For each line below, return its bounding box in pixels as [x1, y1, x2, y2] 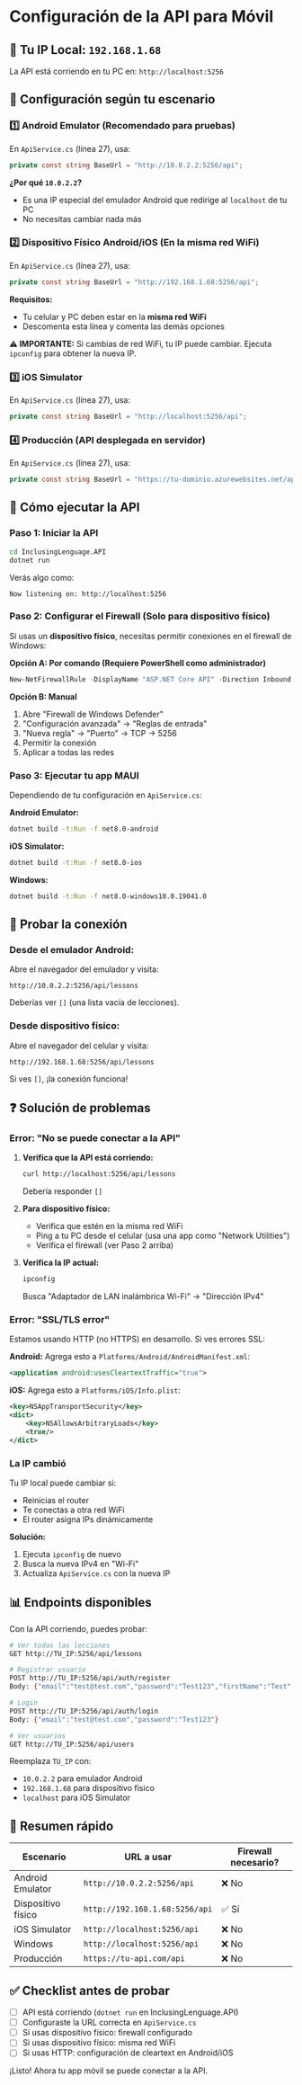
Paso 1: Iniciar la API [9, 527, 99, 539]
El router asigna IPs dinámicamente [22, 1513, 154, 1525]
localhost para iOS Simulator [22, 1792, 131, 1804]
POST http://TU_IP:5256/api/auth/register [9, 1674, 171, 1683]
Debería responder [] [22, 1186, 103, 1197]
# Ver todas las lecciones [9, 1641, 111, 1650]
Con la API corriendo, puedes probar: [9, 1623, 148, 1634]
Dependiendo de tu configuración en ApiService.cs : [9, 789, 202, 800]
